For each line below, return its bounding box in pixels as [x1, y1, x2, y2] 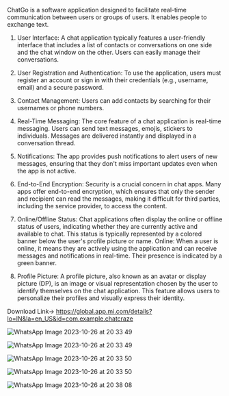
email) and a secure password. [16, 84, 104, 91]
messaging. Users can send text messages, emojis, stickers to [16, 125, 193, 132]
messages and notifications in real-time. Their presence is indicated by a [16, 251, 222, 260]
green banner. [16, 259, 57, 267]
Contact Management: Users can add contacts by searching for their [16, 97, 211, 105]
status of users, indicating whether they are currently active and [16, 223, 198, 230]
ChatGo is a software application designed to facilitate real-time [7, 6, 187, 14]
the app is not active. [16, 167, 77, 175]
